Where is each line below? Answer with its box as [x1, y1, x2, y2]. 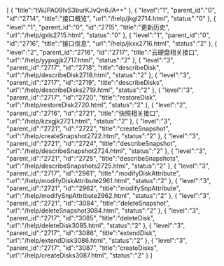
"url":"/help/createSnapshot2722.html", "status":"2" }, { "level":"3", [6, 132, 200, 140]
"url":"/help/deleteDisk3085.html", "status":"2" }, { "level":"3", [6, 221, 185, 230]
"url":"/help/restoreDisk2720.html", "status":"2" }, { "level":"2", [6, 101, 188, 109]
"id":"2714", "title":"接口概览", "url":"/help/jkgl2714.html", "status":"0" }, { [6, 14, 216, 22]
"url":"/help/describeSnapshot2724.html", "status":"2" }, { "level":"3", [6, 147, 207, 155]
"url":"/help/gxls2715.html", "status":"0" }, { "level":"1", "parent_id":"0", [6, 31, 211, 39]
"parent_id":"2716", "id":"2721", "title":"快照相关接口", [6, 109, 160, 117]
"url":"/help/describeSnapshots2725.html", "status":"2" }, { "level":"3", [6, 161, 210, 170]
